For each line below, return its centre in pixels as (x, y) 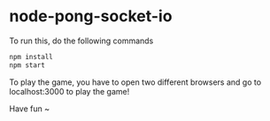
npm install (31, 57)
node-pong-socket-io (91, 16)
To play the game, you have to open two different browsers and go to (135, 82)
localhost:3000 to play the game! (69, 91)
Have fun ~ (30, 109)
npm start (27, 65)
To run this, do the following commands (81, 41)
